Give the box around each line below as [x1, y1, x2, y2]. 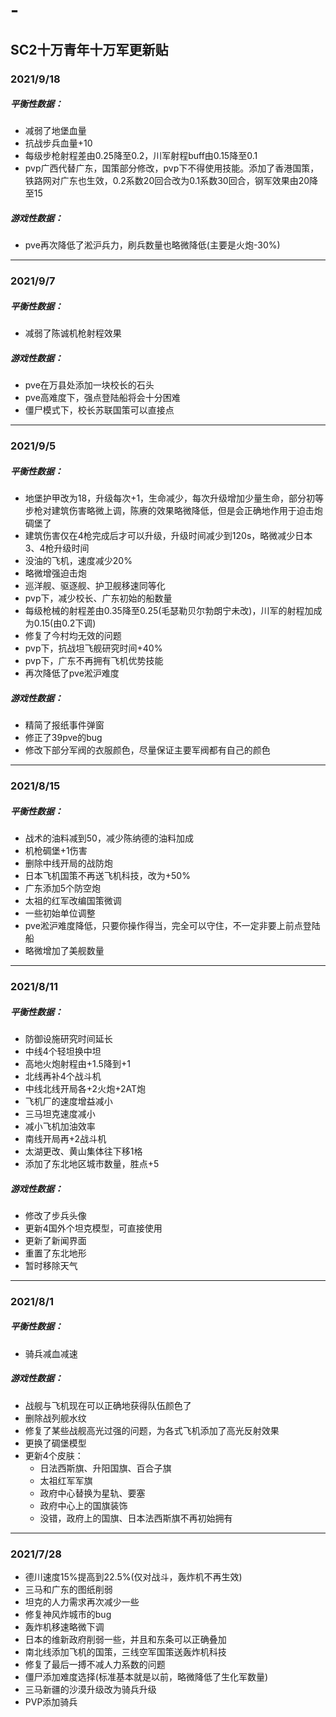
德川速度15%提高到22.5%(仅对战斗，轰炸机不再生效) [24, 1571, 243, 1583]
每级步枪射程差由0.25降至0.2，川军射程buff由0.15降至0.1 [24, 150, 258, 162]
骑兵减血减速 [24, 1347, 78, 1359]
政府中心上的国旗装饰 [39, 1499, 128, 1511]
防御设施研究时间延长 [24, 1032, 113, 1044]
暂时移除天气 [24, 1259, 78, 1271]
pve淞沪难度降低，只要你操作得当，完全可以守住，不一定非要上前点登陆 [24, 920, 321, 932]
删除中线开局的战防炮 [24, 857, 113, 869]
